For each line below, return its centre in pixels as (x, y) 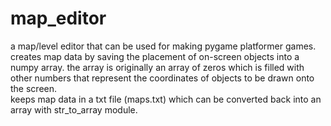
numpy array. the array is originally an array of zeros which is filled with (157, 67)
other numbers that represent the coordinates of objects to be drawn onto (162, 78)
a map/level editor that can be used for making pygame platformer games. (163, 46)
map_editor (58, 18)
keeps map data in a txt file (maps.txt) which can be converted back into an (166, 99)
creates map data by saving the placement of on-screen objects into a (155, 56)
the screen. (34, 88)
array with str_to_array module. (74, 109)
